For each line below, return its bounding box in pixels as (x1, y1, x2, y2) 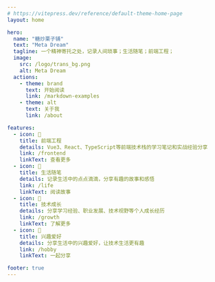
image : (13, 54, 32, 62)
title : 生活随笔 (19, 169, 62, 176)
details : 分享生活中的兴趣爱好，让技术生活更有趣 (19, 239, 145, 246)
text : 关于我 (25, 106, 60, 113)
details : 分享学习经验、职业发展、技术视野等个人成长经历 (19, 208, 165, 215)
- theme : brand (19, 80, 63, 87)
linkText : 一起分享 (19, 252, 71, 259)
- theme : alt (19, 99, 57, 107)
